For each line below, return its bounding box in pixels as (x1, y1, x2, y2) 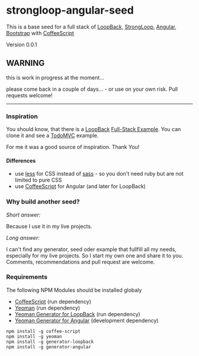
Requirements (6, 273, 48, 281)
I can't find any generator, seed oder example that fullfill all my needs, (6, 246, 176, 253)
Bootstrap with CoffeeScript (6, 29, 74, 36)
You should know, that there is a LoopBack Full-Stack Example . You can (6, 126, 181, 133)
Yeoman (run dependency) (14, 304, 81, 311)
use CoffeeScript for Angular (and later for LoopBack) (14, 183, 146, 190)
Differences (6, 157, 36, 164)
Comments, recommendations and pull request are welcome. (6, 258, 155, 265)
